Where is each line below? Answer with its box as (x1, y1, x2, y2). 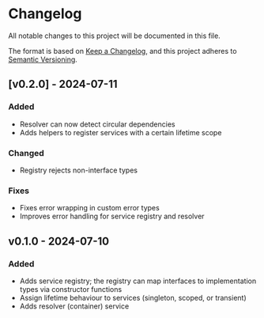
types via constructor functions (19, 284, 123, 293)
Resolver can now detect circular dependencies (19, 119, 175, 129)
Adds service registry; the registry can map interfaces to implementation (19, 276, 257, 286)
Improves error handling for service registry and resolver (19, 211, 205, 221)
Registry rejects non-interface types (19, 165, 138, 175)
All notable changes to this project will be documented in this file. (8, 31, 221, 40)
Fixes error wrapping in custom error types (19, 203, 160, 213)
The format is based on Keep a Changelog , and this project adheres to (8, 46, 237, 55)
